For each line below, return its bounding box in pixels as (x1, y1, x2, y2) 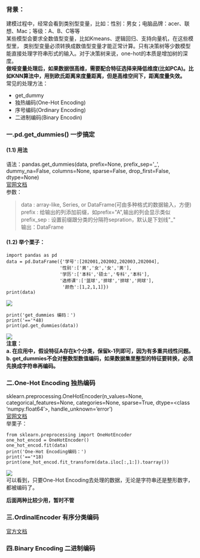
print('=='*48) (6, 317, 44, 323)
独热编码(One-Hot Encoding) (14, 99, 86, 106)
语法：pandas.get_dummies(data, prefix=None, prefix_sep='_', (6, 160, 160, 168)
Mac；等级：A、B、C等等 (16, 28, 81, 35)
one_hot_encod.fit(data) (6, 442, 68, 448)
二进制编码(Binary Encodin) (14, 114, 82, 121)
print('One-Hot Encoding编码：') (6, 448, 87, 454)
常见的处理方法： (6, 80, 48, 87)
